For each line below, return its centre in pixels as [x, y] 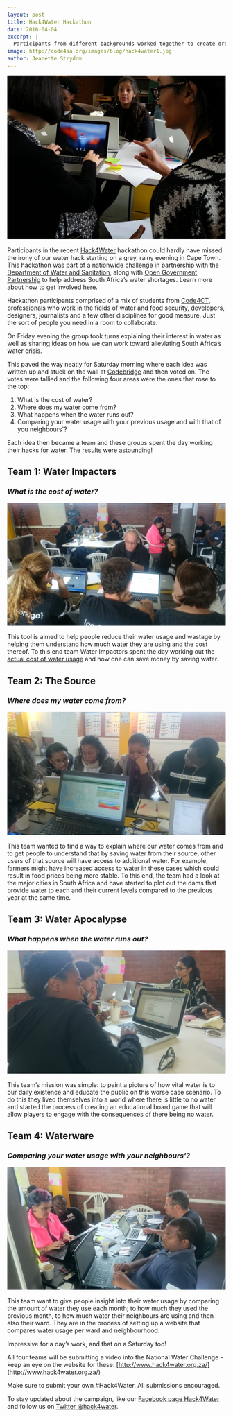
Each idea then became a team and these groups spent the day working [110, 442]
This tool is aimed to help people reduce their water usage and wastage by [114, 637]
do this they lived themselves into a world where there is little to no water [112, 1099]
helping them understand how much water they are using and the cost [107, 644]
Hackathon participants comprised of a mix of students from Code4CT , [109, 300]
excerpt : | [23, 37]
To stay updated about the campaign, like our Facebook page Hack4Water [113, 1399]
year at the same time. [39, 898]
